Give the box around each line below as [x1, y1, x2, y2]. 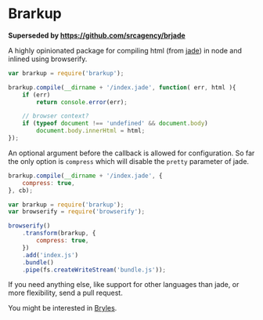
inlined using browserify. [8, 54, 88, 64]
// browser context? [22, 112, 89, 120]
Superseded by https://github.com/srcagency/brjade [8, 31, 186, 40]
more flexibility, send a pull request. [8, 288, 123, 298]
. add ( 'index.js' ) [22, 251, 79, 259]
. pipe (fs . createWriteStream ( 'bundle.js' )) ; [22, 266, 167, 274]
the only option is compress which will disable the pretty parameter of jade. [8, 156, 249, 165]
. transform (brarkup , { [22, 229, 96, 238]
